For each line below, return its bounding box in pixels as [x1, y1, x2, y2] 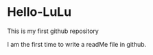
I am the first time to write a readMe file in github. [7, 40, 147, 48]
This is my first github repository [7, 27, 99, 35]
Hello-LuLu [7, 4, 72, 20]
